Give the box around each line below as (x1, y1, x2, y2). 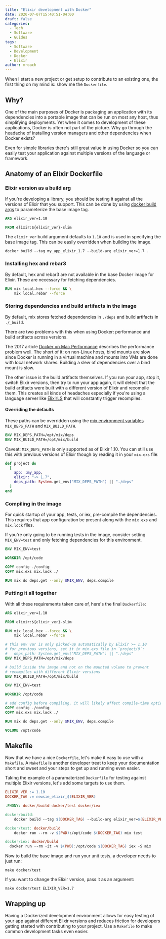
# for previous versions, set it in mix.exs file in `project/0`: (5, 647, 145, 652)
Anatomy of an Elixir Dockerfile (5, 169, 103, 178)
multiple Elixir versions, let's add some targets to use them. (5, 780, 125, 786)
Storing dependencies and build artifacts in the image (5, 303, 137, 310)
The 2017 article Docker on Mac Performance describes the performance (5, 343, 155, 349)
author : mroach (5, 62, 37, 67)
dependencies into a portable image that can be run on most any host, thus (5, 114, 159, 120)
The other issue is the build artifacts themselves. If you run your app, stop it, (5, 374, 161, 380)
